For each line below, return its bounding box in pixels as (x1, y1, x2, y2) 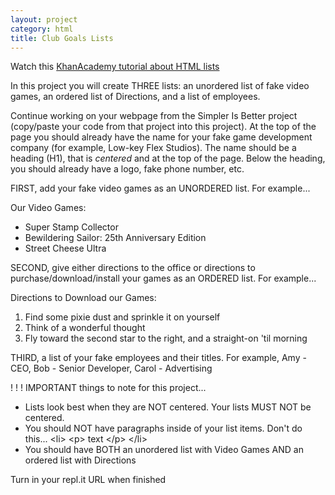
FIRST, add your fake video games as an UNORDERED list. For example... (10, 182, 311, 195)
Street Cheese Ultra (24, 242, 107, 255)
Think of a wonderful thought (24, 322, 146, 334)
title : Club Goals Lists (10, 33, 114, 43)
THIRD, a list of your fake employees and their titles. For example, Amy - (10, 352, 307, 364)
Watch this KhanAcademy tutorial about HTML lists (10, 61, 220, 73)
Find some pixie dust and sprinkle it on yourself (24, 311, 221, 323)
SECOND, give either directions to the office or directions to (10, 262, 256, 274)
